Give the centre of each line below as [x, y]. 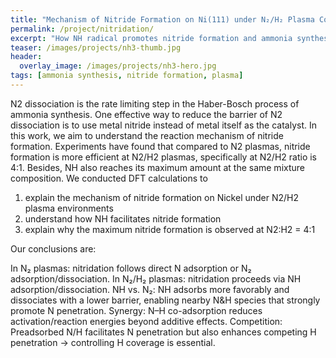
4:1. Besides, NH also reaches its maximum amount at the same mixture [157, 167]
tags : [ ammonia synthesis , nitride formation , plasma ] [127, 76]
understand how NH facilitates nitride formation [123, 218]
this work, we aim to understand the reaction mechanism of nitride [147, 135]
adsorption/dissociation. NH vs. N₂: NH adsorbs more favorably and [150, 289]
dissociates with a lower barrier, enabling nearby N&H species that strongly [165, 300]
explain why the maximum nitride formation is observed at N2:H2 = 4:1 [170, 229]
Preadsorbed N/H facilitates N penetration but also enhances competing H [163, 332]
